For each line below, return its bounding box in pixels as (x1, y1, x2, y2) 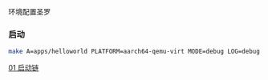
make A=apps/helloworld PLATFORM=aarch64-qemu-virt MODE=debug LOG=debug (8, 47, 261, 56)
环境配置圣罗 (8, 7, 51, 16)
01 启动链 (8, 63, 39, 73)
